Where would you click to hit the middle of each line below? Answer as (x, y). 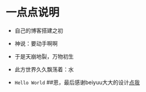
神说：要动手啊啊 (36, 43)
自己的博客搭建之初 (39, 30)
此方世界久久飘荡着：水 (44, 69)
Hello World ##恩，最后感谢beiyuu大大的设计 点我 (77, 82)
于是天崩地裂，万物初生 (44, 56)
